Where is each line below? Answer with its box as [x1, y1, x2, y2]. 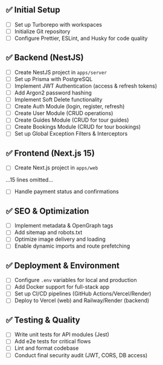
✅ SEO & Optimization [5, 206, 89, 216]
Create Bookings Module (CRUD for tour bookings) [14, 123, 141, 131]
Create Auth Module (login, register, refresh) [14, 103, 125, 110]
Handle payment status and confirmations [14, 188, 119, 196]
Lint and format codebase [14, 344, 79, 352]
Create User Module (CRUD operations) [14, 110, 113, 117]
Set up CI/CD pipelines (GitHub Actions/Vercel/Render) [14, 290, 152, 297]
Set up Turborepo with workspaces [14, 21, 102, 28]
